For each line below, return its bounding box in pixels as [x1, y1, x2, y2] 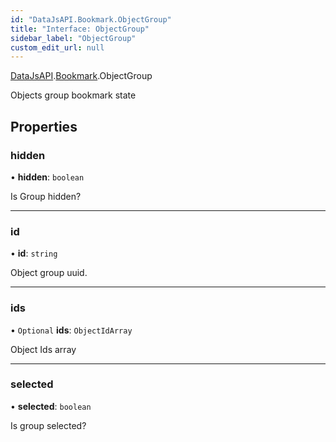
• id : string [10, 247, 58, 260]
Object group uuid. [10, 267, 88, 279]
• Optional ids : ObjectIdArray [10, 324, 133, 336]
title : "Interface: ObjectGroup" [10, 24, 150, 34]
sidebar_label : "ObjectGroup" [10, 33, 137, 43]
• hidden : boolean [10, 171, 85, 183]
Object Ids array [10, 343, 77, 355]
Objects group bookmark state [10, 89, 137, 101]
